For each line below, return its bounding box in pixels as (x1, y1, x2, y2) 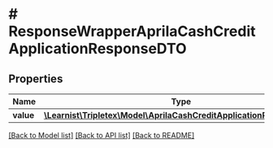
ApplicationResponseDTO (8, 40, 187, 58)
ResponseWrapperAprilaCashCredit (8, 22, 256, 41)
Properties (8, 72, 63, 85)
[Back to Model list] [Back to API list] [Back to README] (8, 131, 195, 140)
